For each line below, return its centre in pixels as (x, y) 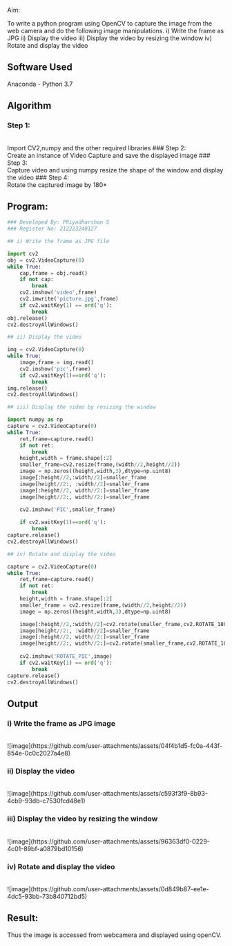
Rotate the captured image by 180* (57, 185)
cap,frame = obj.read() (54, 273)
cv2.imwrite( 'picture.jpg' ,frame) (69, 299)
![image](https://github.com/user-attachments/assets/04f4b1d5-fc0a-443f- (115, 746)
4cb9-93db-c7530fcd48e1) (46, 801)
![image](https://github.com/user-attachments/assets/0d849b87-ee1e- (108, 889)
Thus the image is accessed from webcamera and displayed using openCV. (115, 935)
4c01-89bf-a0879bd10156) (46, 848)
